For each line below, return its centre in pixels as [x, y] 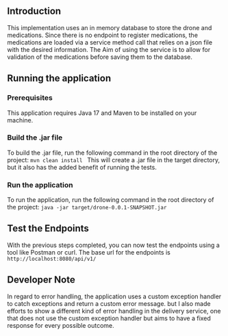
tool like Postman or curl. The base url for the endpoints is [89, 252]
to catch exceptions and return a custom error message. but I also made [109, 303]
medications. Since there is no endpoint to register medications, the [103, 35]
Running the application [59, 78]
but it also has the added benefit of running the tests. [82, 167]
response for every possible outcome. [61, 325]
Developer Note [41, 280]
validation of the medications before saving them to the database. [100, 57]
